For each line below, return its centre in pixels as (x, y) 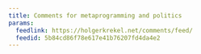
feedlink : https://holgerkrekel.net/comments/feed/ (105, 30)
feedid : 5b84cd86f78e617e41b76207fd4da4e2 (88, 38)
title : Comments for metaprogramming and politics (95, 15)
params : (21, 23)
